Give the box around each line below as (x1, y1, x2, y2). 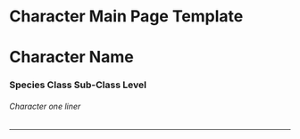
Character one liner (9, 101, 81, 111)
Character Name (9, 47, 134, 68)
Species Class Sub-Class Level (9, 78, 147, 91)
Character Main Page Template (9, 6, 244, 27)
